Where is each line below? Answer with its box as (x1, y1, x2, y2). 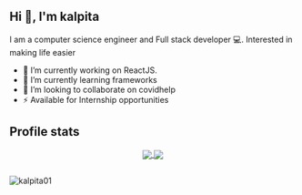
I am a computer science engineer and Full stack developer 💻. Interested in (9, 34, 293, 45)
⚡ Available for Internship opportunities (22, 94, 169, 105)
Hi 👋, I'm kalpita (9, 9, 100, 25)
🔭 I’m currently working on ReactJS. (22, 65, 157, 76)
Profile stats (9, 124, 80, 139)
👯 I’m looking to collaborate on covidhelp (22, 84, 176, 95)
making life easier (9, 46, 76, 57)
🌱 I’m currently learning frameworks (22, 74, 157, 85)
